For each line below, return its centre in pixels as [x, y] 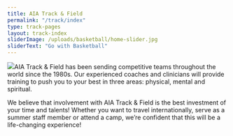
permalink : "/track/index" [47, 20]
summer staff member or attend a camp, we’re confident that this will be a [114, 117]
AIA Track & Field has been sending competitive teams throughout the [115, 67]
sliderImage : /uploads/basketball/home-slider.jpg [83, 40]
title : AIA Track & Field [45, 14]
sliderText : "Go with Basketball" [58, 46]
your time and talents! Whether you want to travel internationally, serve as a [116, 110]
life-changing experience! [44, 125]
